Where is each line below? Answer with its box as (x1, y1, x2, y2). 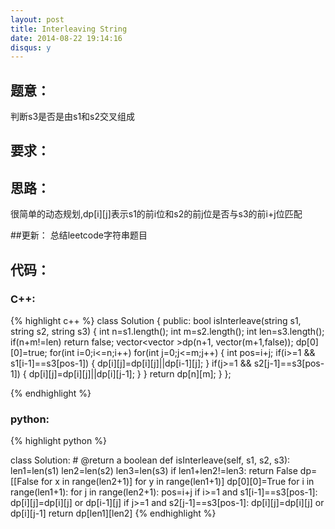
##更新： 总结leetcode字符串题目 (10, 229, 148, 241)
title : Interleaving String (10, 24, 128, 34)
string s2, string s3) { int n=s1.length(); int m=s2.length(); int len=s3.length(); (10, 325, 325, 337)
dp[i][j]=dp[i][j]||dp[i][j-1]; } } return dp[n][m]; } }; (28, 367, 232, 380)
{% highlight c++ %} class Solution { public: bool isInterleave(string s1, (10, 314, 302, 326)
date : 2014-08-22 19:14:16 (10, 33, 123, 43)
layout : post (10, 14, 65, 25)
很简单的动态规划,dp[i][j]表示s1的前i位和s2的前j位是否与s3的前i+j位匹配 (10, 208, 303, 220)
